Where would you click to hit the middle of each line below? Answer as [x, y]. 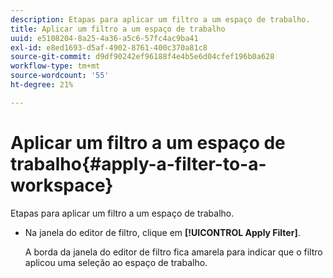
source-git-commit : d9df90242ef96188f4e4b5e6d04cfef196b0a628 [142, 57]
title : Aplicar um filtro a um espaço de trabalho [118, 29]
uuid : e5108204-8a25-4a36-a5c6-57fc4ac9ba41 [104, 38]
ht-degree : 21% [42, 85]
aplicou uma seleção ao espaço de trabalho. [116, 262]
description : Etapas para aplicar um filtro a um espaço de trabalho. [160, 19]
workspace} [62, 185]
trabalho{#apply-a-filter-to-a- [138, 163]
